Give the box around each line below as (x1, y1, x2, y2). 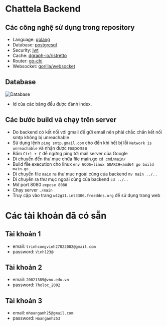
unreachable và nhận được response (12, 145, 88, 151)
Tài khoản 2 (5, 263, 43, 272)
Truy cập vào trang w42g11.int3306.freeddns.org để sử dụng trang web (12, 192, 160, 198)
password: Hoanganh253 (12, 315, 61, 321)
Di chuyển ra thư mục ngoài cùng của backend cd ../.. (12, 176, 129, 182)
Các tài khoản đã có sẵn (5, 210, 107, 221)
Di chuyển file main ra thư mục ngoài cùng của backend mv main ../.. (12, 171, 158, 177)
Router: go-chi (12, 58, 43, 63)
